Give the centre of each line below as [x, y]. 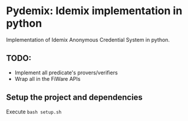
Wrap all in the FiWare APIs [47, 79]
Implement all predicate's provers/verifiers [66, 73]
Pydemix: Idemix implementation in [94, 11]
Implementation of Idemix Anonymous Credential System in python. [88, 40]
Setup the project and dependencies [75, 98]
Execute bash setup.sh [34, 112]
